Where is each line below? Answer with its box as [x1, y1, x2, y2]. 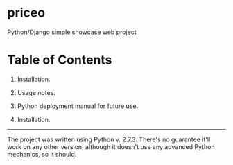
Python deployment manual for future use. [17, 102, 139, 110]
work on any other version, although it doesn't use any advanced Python [7, 142, 215, 150]
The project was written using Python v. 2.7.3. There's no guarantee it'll [7, 135, 211, 144]
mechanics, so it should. [7, 150, 77, 158]
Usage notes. [17, 88, 55, 96]
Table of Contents [7, 52, 112, 68]
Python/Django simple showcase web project [7, 28, 137, 36]
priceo [7, 5, 46, 21]
